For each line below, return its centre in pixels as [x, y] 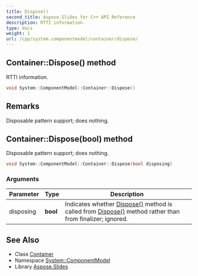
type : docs [19, 28]
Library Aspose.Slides [41, 267]
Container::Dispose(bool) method [70, 139]
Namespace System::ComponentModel [62, 261]
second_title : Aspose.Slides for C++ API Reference [71, 17]
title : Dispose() [27, 11]
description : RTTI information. [46, 22]
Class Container [34, 254]
